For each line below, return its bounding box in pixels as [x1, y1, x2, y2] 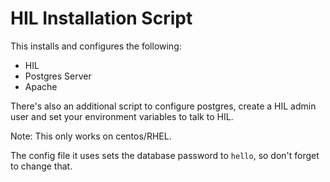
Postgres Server [24, 70, 92, 82]
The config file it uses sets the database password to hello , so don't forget [10, 149, 320, 161]
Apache [24, 80, 58, 92]
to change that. [10, 160, 73, 172]
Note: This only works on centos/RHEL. [10, 130, 172, 142]
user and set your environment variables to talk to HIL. [10, 110, 234, 122]
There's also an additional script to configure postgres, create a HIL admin [10, 100, 317, 112]
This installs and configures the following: [10, 40, 182, 52]
